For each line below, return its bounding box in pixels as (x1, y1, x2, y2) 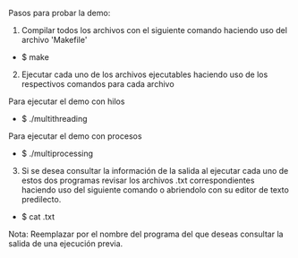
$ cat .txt (21, 211, 55, 222)
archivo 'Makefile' (21, 35, 88, 45)
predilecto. (21, 194, 62, 204)
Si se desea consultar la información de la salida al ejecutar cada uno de (21, 166, 289, 176)
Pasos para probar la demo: (8, 8, 111, 18)
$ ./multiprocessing (21, 148, 94, 159)
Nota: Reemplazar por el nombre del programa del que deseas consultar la (8, 228, 284, 239)
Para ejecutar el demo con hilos (8, 96, 125, 107)
